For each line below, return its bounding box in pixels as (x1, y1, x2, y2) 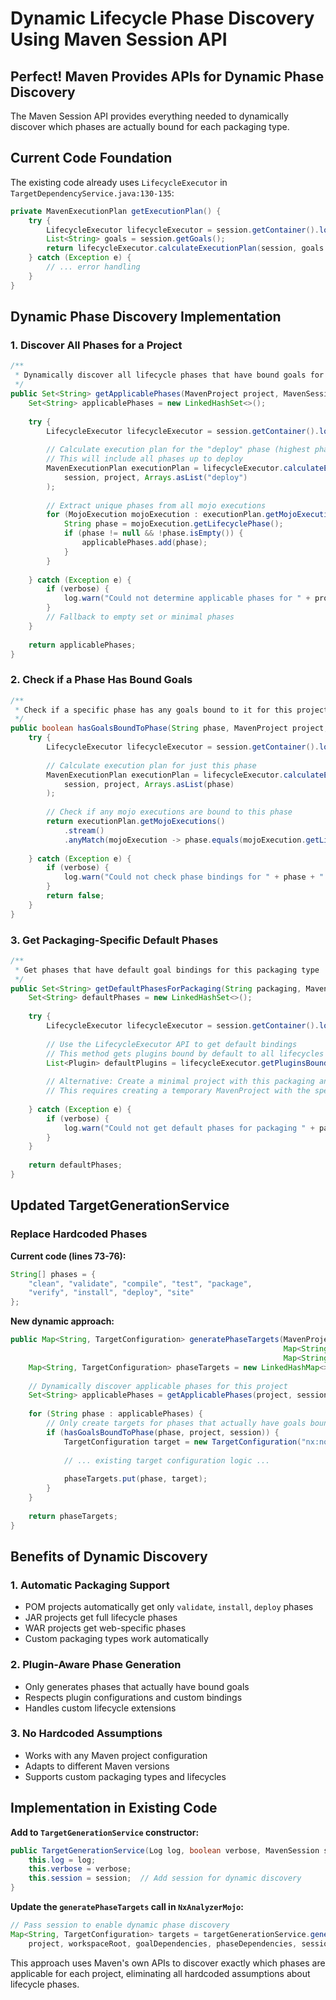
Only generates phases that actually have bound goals (24, 1680, 250, 1692)
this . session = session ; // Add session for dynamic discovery (28, 1873, 302, 1884)
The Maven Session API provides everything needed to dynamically (10, 110, 289, 122)
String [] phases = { (10, 1269, 97, 1279)
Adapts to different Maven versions (24, 1760, 170, 1772)
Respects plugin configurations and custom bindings (24, 1691, 243, 1703)
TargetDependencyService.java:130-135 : (10, 187, 175, 199)
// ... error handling (46, 262, 141, 272)
